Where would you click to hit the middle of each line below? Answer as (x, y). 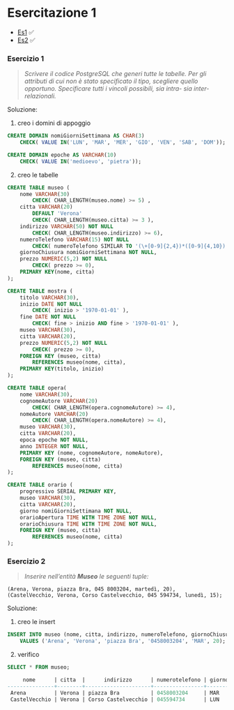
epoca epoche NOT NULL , (54, 440)
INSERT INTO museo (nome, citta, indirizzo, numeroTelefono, (98, 635)
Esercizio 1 (25, 59)
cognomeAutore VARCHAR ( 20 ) (59, 401)
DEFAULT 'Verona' (57, 214)
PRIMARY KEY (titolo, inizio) (62, 369)
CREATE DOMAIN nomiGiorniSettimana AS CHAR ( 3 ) (76, 136)
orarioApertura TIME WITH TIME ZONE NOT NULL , (88, 517)
